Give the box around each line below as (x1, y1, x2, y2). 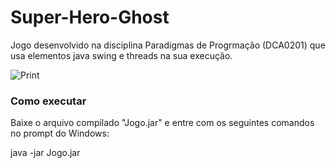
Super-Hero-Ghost (10, 6, 170, 29)
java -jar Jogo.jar (10, 147, 81, 159)
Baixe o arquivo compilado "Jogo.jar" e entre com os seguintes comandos (10, 117, 315, 129)
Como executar (10, 94, 87, 108)
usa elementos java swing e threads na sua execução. (10, 49, 233, 61)
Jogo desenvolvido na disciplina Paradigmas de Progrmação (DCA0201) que (10, 39, 326, 51)
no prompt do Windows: (10, 127, 110, 140)
